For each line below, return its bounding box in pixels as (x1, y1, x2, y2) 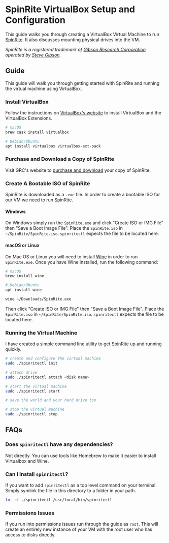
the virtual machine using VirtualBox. (5, 85, 82, 92)
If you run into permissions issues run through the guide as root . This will (5, 521, 158, 527)
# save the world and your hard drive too (5, 398, 96, 403)
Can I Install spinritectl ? (5, 470, 69, 477)
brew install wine (5, 274, 44, 279)
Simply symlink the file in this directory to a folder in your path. (5, 488, 136, 494)
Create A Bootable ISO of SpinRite (5, 179, 90, 187)
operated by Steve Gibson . (5, 52, 61, 58)
